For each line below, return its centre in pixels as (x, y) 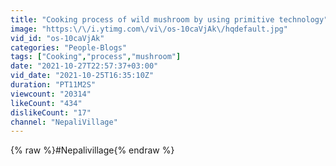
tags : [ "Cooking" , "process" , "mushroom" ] (96, 57)
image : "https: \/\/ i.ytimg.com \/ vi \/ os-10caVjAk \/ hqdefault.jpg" (149, 29)
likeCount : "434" (46, 103)
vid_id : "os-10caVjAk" (57, 38)
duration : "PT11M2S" (53, 85)
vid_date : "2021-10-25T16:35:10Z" (82, 76)
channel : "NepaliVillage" (64, 122)
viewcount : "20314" (51, 94)
